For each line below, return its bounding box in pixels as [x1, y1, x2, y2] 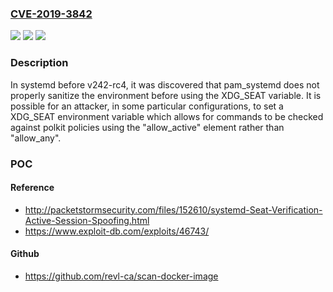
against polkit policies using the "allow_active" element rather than [10, 121, 285, 133]
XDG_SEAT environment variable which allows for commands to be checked [10, 110, 324, 122]
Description [10, 56, 69, 70]
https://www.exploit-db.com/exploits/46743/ [24, 225, 210, 237]
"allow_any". [10, 132, 62, 144]
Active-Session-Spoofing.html [24, 214, 150, 226]
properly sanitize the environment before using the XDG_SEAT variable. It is [10, 89, 322, 101]
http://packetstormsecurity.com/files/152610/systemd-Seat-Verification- [24, 203, 323, 216]
